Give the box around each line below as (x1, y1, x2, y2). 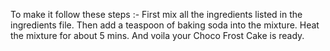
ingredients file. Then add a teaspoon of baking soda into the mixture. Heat (10, 19, 320, 31)
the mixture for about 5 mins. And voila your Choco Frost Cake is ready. (10, 30, 305, 41)
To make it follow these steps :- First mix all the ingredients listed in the (10, 9, 303, 20)
